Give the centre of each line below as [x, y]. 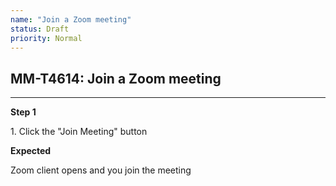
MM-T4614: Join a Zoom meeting [116, 78]
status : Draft [40, 29]
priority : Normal [46, 38]
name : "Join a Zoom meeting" [71, 19]
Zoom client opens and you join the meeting [101, 170]
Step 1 [23, 112]
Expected [31, 151]
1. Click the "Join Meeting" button [79, 132]
